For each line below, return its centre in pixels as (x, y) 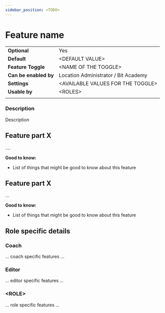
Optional (18, 50)
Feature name (35, 35)
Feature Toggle (26, 67)
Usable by (20, 92)
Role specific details (38, 231)
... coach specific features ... (35, 257)
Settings (18, 83)
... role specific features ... (32, 305)
